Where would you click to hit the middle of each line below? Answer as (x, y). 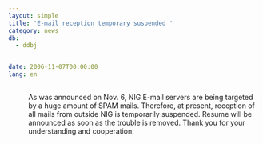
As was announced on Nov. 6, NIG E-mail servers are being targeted (141, 97)
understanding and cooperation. (81, 131)
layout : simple (34, 16)
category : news (34, 30)
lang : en (23, 74)
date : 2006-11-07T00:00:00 (53, 67)
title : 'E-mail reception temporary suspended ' (91, 23)
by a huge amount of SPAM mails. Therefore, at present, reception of (142, 106)
